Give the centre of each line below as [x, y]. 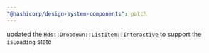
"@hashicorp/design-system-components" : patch [77, 14]
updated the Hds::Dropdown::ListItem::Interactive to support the [104, 34]
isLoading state [29, 41]
